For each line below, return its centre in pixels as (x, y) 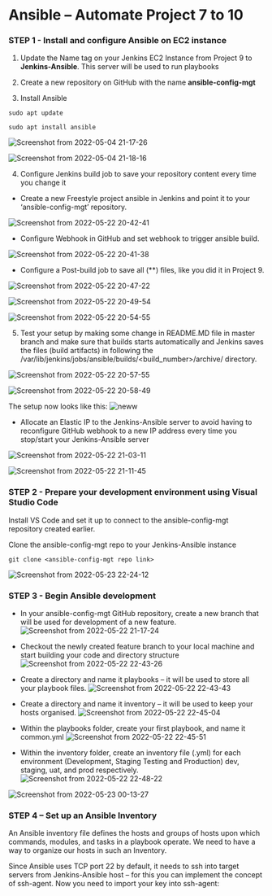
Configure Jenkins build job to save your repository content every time (138, 174)
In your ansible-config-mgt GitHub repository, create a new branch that (140, 614)
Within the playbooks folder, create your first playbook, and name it (133, 728)
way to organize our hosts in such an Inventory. (88, 850)
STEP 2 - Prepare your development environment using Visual (133, 492)
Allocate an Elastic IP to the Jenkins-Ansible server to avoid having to (136, 422)
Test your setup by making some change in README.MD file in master (138, 333)
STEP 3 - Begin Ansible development (82, 596)
